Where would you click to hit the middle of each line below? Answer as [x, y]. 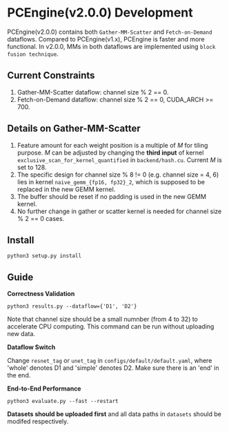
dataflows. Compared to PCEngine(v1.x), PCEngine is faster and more [106, 39]
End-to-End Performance [44, 389]
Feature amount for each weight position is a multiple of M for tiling [112, 145]
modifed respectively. [38, 422]
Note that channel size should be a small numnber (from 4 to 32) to [103, 320]
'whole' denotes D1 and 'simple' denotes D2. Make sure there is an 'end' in [113, 368]
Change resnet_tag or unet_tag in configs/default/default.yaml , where [110, 361]
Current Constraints [51, 76]
